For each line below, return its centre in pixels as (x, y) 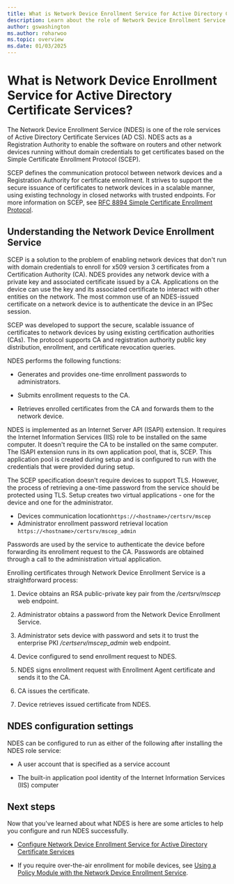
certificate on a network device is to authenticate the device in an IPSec (110, 304)
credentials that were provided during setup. (71, 466)
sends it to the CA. (44, 677)
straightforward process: (42, 580)
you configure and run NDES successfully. (68, 831)
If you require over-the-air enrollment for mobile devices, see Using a (117, 865)
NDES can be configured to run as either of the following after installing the (115, 743)
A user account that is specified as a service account (94, 764)
